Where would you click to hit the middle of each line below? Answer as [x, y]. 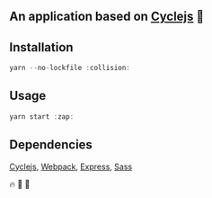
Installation [41, 47]
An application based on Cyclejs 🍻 [107, 17]
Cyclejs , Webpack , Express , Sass [71, 166]
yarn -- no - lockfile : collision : [70, 68]
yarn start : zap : [42, 117]
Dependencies [51, 145]
